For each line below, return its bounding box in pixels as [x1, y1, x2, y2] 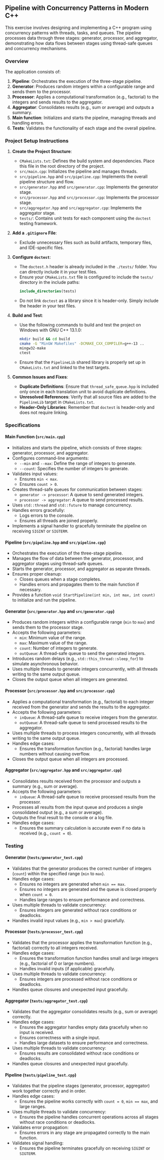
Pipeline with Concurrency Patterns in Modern [5, 4, 149, 12]
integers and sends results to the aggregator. [12, 99, 103, 105]
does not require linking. [19, 409, 68, 415]
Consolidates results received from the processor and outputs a [12, 778, 141, 784]
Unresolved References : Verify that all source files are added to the [19, 394, 156, 400]
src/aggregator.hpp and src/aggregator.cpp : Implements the [19, 205, 142, 211]
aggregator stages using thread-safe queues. [12, 561, 104, 567]
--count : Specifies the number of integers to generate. [19, 465, 129, 471]
